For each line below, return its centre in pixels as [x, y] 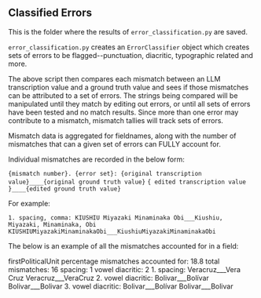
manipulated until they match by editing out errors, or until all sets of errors [129, 104]
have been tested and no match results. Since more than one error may [123, 112]
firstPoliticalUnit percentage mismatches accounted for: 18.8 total [114, 261]
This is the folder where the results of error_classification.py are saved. [128, 31]
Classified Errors [50, 13]
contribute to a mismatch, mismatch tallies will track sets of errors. [116, 120]
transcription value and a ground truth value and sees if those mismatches [129, 87]
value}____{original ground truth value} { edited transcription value [127, 182]
